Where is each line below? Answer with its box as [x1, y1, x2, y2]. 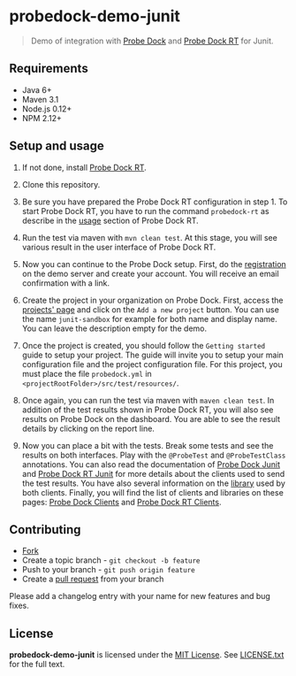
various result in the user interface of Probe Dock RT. [21, 242, 216, 252]
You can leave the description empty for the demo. [21, 323, 208, 334]
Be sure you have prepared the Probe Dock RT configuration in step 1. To [21, 196, 288, 207]
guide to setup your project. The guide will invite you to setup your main [21, 350, 285, 360]
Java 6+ [21, 84, 52, 95]
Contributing [9, 522, 81, 537]
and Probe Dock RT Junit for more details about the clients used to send [21, 468, 285, 479]
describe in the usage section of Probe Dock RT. [21, 215, 199, 226]
